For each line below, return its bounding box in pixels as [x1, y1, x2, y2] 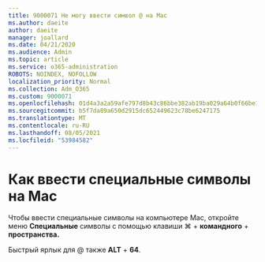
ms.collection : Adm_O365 [8, 84, 90, 93]
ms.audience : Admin [8, 48, 73, 56]
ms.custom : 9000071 [8, 92, 73, 100]
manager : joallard [8, 33, 69, 42]
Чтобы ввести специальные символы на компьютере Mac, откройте [8, 213, 239, 223]
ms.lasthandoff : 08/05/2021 [8, 129, 101, 137]
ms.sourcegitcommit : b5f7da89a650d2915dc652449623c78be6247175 [8, 107, 221, 115]
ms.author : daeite [8, 19, 69, 27]
